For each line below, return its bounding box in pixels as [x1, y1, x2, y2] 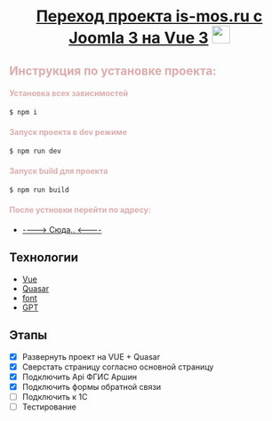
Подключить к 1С [21, 391, 88, 401]
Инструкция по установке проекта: [9, 63, 217, 78]
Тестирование [21, 401, 77, 412]
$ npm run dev [9, 147, 62, 155]
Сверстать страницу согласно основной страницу [21, 361, 214, 372]
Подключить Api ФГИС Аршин [21, 371, 138, 382]
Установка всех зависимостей [9, 88, 129, 99]
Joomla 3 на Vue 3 [68, 28, 209, 48]
